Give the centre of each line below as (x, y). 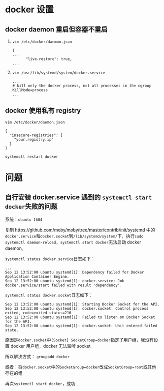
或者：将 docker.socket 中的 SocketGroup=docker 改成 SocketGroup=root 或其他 (81, 367)
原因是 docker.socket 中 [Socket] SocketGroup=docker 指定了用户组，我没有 (80, 340)
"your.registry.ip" (34, 139)
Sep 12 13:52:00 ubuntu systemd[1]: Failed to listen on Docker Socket (80, 317)
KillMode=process (30, 90)
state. (12, 330)
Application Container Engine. (37, 276)
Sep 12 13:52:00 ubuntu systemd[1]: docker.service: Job (65, 281)
